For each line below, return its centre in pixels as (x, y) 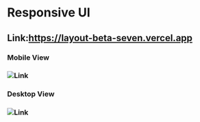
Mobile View (28, 58)
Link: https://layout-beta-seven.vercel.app (100, 38)
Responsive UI (49, 13)
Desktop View (31, 94)
